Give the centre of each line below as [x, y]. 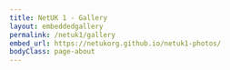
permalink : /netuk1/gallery [63, 35]
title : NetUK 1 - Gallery [58, 18]
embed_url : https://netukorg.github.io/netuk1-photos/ [115, 43]
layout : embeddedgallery [56, 26]
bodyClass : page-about [52, 52]
